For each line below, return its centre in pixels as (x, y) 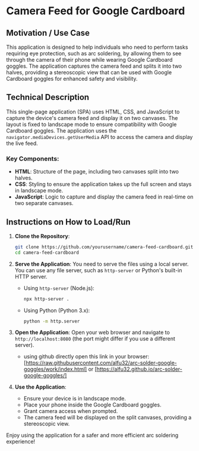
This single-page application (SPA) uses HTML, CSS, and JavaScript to (93, 112)
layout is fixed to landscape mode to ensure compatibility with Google (91, 124)
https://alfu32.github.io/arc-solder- (139, 369)
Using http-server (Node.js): (59, 288)
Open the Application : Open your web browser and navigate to (92, 332)
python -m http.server (52, 321)
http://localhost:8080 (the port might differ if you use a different (95, 339)
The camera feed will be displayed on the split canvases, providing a (108, 418)
